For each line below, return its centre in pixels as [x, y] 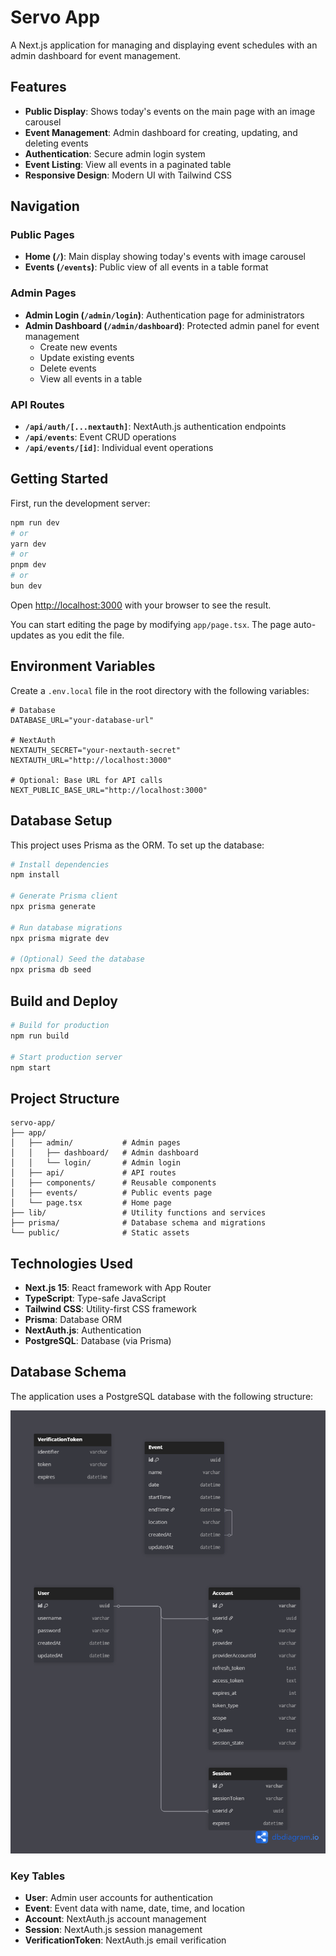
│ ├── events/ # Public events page [111, 1193]
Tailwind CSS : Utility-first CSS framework [110, 1309]
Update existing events [87, 357]
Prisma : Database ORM [73, 1320]
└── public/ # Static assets [100, 1233]
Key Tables [38, 1876]
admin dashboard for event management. [96, 55]
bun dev [26, 586]
